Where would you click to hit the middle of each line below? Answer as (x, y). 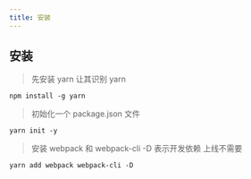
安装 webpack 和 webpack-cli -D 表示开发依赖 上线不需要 (137, 149)
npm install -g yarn (48, 96)
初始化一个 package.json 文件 (86, 114)
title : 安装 (30, 17)
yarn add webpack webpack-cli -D (71, 166)
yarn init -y (33, 131)
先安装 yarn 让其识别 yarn (79, 79)
